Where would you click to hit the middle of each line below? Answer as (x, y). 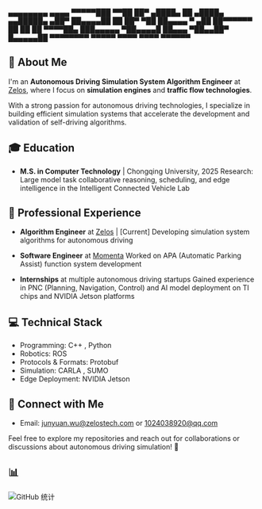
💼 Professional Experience (75, 213)
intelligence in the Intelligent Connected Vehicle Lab (105, 188)
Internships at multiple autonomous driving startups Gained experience (137, 279)
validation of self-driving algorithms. (67, 122)
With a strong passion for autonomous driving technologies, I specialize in (129, 105)
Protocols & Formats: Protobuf (69, 362)
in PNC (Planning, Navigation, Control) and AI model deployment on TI (134, 288)
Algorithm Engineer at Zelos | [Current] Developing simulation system (135, 232)
